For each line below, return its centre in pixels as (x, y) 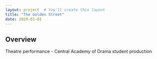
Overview (21, 39)
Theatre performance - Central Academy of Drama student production (78, 51)
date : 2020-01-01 (24, 19)
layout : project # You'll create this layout (55, 10)
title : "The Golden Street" (35, 14)
